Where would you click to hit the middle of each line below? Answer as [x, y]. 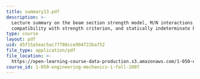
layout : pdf [21, 39]
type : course [22, 34]
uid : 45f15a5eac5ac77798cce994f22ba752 [56, 45]
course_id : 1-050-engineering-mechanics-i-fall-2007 [73, 67]
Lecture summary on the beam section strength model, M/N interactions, [104, 23]
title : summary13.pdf [33, 12]
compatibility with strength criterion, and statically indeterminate [101, 28]
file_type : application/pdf [41, 50]
